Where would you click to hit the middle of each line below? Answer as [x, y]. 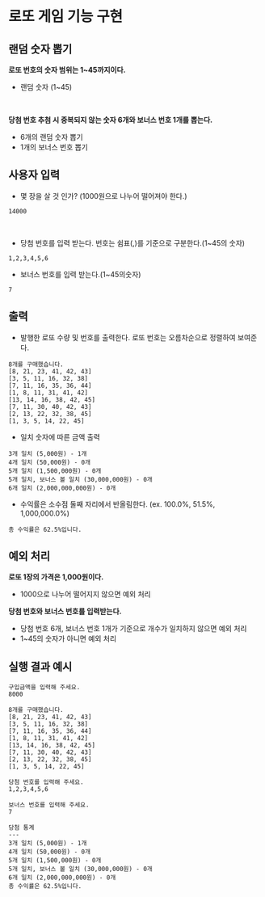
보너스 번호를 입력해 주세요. [49, 805]
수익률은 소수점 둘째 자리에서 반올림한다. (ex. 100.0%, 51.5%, [118, 504]
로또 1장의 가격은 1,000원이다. [56, 577]
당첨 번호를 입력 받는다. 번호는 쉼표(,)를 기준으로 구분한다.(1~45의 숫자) [132, 242]
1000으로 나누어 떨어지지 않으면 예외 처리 [85, 594]
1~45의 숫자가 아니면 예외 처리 [68, 638]
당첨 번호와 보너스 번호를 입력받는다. [65, 612]
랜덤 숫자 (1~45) [46, 87]
